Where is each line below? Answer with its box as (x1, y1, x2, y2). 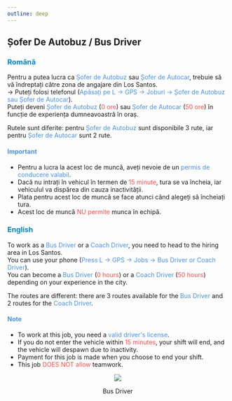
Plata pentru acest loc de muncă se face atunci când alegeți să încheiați (17, 192, 226, 201)
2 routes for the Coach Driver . (7, 299, 93, 307)
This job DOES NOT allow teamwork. (17, 360, 123, 369)
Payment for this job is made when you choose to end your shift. (17, 353, 204, 361)
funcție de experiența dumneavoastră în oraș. (7, 110, 139, 119)
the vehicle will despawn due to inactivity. (17, 346, 139, 354)
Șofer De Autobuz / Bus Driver (7, 36, 142, 48)
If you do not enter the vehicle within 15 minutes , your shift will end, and (17, 338, 225, 346)
